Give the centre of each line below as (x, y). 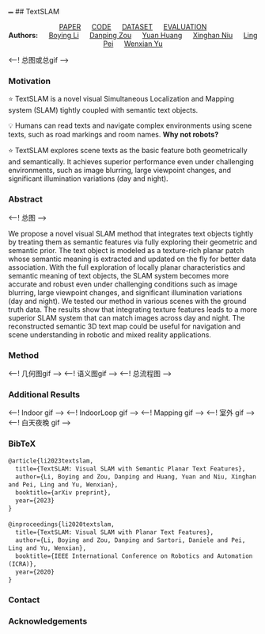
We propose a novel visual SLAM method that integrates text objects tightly (131, 233)
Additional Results (44, 394)
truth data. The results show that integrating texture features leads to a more (133, 309)
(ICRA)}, (23, 564)
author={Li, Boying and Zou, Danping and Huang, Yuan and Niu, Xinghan (136, 477)
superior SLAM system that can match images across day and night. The (127, 317)
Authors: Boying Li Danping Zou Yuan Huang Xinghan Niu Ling (133, 35)
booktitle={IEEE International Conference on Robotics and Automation (134, 556)
